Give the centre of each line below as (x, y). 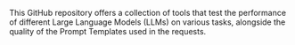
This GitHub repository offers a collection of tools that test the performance (148, 13)
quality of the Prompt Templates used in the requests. (108, 31)
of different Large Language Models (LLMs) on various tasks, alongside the (147, 22)
